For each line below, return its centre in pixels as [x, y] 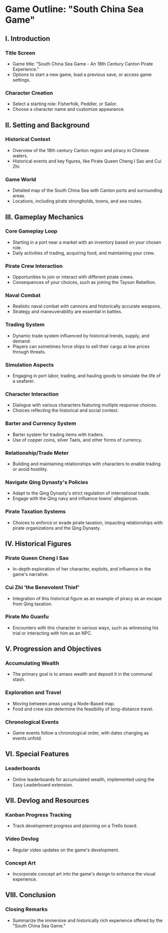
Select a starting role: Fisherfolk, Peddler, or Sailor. [65, 104]
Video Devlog [22, 839]
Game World [21, 179]
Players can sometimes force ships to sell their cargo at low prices [81, 346]
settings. [22, 80]
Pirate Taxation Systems [36, 512]
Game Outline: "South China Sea [74, 9]
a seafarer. [24, 381]
